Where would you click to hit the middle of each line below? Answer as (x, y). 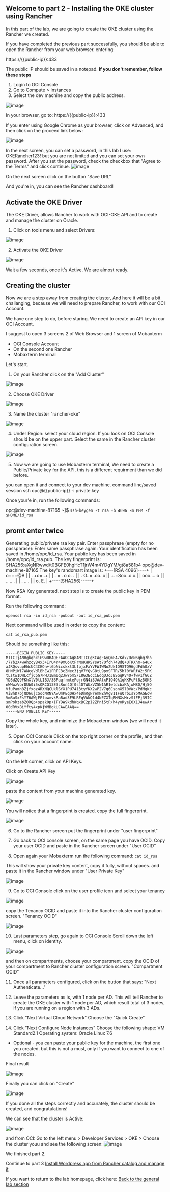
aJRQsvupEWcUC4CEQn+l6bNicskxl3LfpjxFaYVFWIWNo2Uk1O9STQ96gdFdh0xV (79, 667)
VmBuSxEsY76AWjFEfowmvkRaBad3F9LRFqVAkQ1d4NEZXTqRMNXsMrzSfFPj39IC (79, 698)
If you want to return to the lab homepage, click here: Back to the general (82, 1179)
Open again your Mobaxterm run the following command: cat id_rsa (85, 856)
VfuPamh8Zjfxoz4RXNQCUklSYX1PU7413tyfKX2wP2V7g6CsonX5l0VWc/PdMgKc (79, 689)
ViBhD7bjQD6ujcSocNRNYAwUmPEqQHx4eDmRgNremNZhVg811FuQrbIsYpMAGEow (79, 694)
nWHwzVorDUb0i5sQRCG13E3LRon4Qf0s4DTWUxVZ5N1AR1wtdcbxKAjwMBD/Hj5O (79, 685)
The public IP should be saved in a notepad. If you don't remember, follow (84, 69)
